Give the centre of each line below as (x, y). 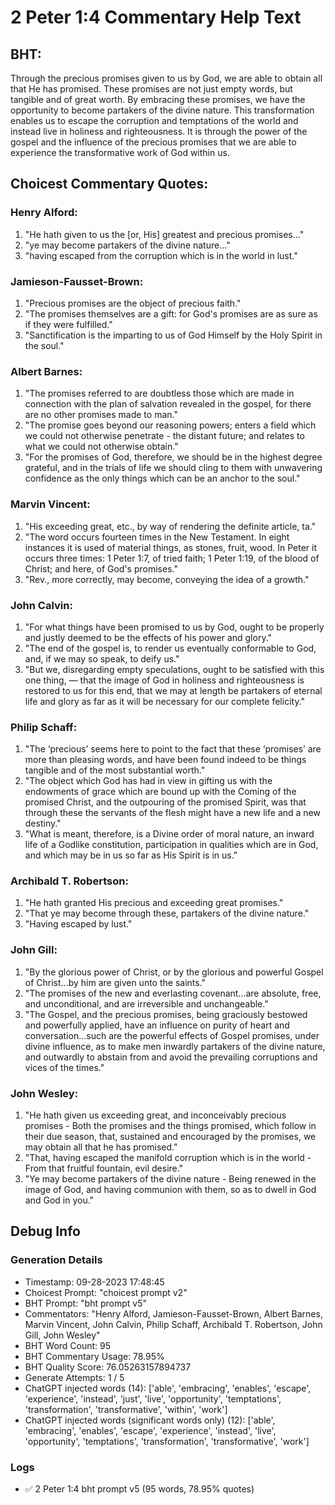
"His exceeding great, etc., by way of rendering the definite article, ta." (170, 526)
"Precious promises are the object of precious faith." (133, 303)
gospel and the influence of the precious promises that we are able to (153, 142)
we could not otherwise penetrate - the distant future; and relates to (164, 436)
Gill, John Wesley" (62, 1335)
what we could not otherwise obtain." (101, 447)
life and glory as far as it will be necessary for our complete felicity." (165, 701)
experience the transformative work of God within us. (120, 152)
